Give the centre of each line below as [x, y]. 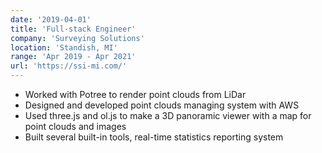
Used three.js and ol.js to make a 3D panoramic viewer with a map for [168, 115]
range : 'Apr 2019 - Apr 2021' [73, 57]
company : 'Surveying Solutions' [77, 38]
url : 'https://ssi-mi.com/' [69, 66]
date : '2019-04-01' [51, 19]
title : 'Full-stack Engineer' [73, 29]
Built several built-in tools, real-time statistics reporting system [154, 137]
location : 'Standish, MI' [64, 47]
